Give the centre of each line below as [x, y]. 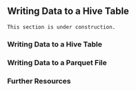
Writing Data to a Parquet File [57, 62]
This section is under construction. [61, 27]
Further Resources [39, 81]
